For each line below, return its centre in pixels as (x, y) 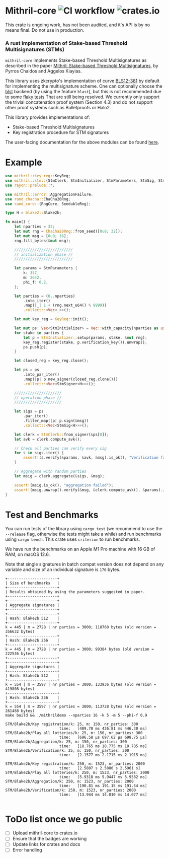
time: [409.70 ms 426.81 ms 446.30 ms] (103, 729)
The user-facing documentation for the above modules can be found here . (82, 142)
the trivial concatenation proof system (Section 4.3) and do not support (79, 102)
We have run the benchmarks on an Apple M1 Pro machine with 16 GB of (80, 549)
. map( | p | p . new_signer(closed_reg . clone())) (71, 379)
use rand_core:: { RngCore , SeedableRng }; (48, 204)
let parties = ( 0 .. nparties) (45, 296)
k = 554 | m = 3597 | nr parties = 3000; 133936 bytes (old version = (81, 685)
